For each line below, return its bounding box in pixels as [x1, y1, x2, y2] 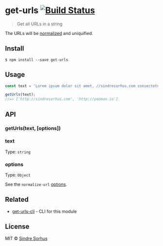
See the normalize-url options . [5, 181, 67, 187]
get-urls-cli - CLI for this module [12, 208, 77, 214]
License [5, 223, 30, 231]
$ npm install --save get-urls [5, 57, 68, 62]
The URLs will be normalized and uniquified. [5, 30, 93, 36]
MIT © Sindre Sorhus [5, 235, 48, 241]
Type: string [5, 149, 31, 155]
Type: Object [5, 172, 31, 178]
